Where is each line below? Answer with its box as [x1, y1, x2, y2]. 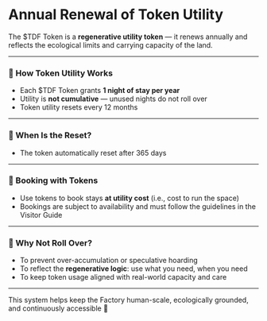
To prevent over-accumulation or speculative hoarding [19, 256, 199, 265]
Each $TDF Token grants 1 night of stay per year [19, 86, 180, 95]
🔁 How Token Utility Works [8, 68, 114, 79]
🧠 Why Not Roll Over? [8, 237, 93, 248]
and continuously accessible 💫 [8, 304, 109, 313]
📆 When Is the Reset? [8, 130, 92, 141]
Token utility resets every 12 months [19, 102, 138, 112]
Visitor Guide [19, 210, 63, 219]
